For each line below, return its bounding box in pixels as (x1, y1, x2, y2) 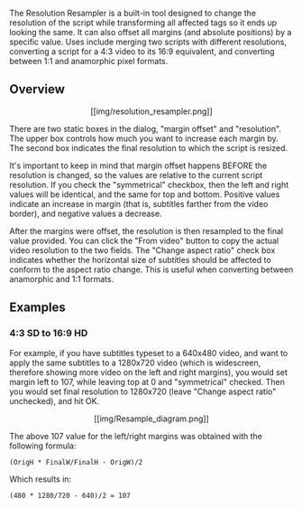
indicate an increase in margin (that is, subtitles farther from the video (9, 198, 269, 209)
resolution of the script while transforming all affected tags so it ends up (9, 17, 278, 28)
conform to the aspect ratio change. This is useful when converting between (9, 264, 294, 275)
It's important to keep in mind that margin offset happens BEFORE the (9, 160, 268, 171)
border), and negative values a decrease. (9, 208, 162, 219)
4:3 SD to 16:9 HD (9, 327, 88, 340)
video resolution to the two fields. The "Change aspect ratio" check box (9, 244, 276, 256)
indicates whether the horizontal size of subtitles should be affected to (9, 254, 272, 265)
